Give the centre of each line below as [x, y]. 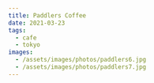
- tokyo [28, 45]
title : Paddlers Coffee [47, 15]
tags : [17, 30]
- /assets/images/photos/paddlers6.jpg [81, 60]
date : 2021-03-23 [37, 23]
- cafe [26, 38]
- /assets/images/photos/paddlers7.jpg [81, 67]
